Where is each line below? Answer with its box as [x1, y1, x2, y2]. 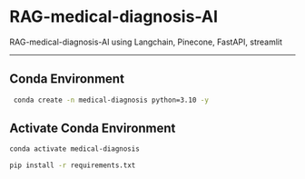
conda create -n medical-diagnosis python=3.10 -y [13, 95, 209, 104]
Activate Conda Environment [9, 121, 176, 136]
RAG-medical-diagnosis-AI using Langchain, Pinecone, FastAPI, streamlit [9, 36, 283, 47]
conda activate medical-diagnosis [9, 144, 141, 154]
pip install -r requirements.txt [9, 161, 136, 170]
